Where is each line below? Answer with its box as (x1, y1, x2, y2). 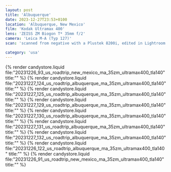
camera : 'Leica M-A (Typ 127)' (5, 36, 72, 41)
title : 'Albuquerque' (5, 12, 52, 17)
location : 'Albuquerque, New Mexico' (5, 21, 86, 27)
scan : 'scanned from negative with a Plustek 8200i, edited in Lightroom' (5, 41, 168, 46)
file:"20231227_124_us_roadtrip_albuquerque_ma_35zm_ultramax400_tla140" (5, 80, 166, 86)
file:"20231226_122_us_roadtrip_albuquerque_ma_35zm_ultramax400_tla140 (5, 145, 165, 151)
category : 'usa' (5, 50, 40, 55)
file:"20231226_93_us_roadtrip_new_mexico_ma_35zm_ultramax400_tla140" (5, 69, 165, 76)
